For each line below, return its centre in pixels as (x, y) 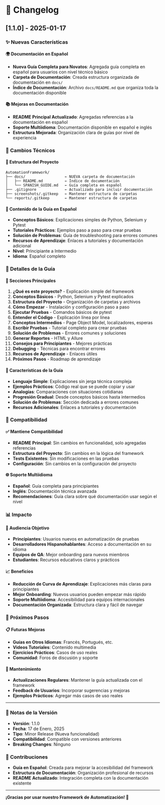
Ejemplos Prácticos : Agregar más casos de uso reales (68, 695)
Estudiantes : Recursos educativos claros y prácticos (66, 560)
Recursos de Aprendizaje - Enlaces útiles (55, 354)
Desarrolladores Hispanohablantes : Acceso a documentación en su (82, 544)
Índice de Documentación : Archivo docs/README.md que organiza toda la (85, 87)
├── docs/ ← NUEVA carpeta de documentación (70, 177)
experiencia (24, 138)
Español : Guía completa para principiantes (56, 486)
